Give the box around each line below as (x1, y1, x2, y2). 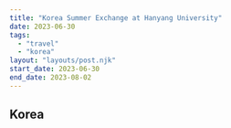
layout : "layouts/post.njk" (9, 56, 117, 65)
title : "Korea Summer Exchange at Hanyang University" (9, 13, 223, 23)
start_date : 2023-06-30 (9, 65, 100, 74)
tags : (9, 30, 30, 39)
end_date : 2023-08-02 (9, 73, 92, 82)
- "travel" (17, 38, 59, 48)
